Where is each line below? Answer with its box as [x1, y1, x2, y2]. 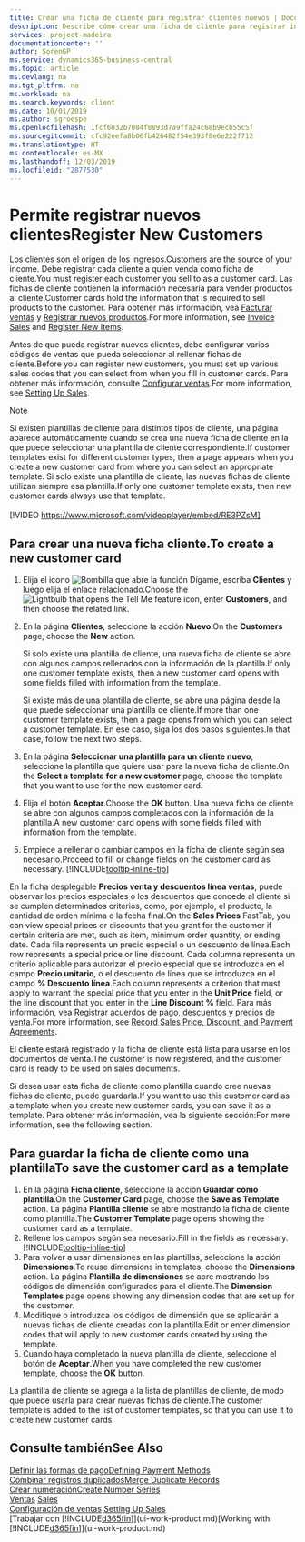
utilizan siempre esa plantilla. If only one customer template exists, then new [9, 481, 292, 492]
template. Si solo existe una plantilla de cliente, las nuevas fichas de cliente [9, 471, 290, 482]
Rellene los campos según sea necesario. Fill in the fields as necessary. [22, 1232, 289, 1243]
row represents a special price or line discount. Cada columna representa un [9, 949, 296, 960]
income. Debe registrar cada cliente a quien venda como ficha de [9, 264, 254, 275]
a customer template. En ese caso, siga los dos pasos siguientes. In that [22, 724, 290, 735]
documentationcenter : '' [9, 38, 103, 48]
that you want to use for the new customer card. [22, 780, 203, 791]
